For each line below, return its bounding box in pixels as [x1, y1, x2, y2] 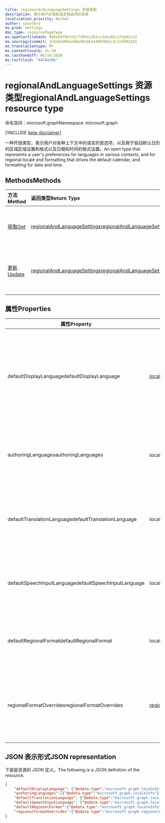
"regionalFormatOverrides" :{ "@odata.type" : [14, 809, 105, 814]
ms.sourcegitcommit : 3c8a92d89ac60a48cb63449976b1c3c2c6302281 [5, 39, 137, 44]
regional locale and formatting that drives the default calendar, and [5, 157, 140, 163]
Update [7, 271, 25, 277]
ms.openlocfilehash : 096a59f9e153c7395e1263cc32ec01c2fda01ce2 [5, 35, 137, 40]
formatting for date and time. [5, 162, 63, 168]
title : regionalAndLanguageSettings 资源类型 [5, 7, 97, 12]
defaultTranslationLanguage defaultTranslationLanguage [7, 516, 137, 522]
